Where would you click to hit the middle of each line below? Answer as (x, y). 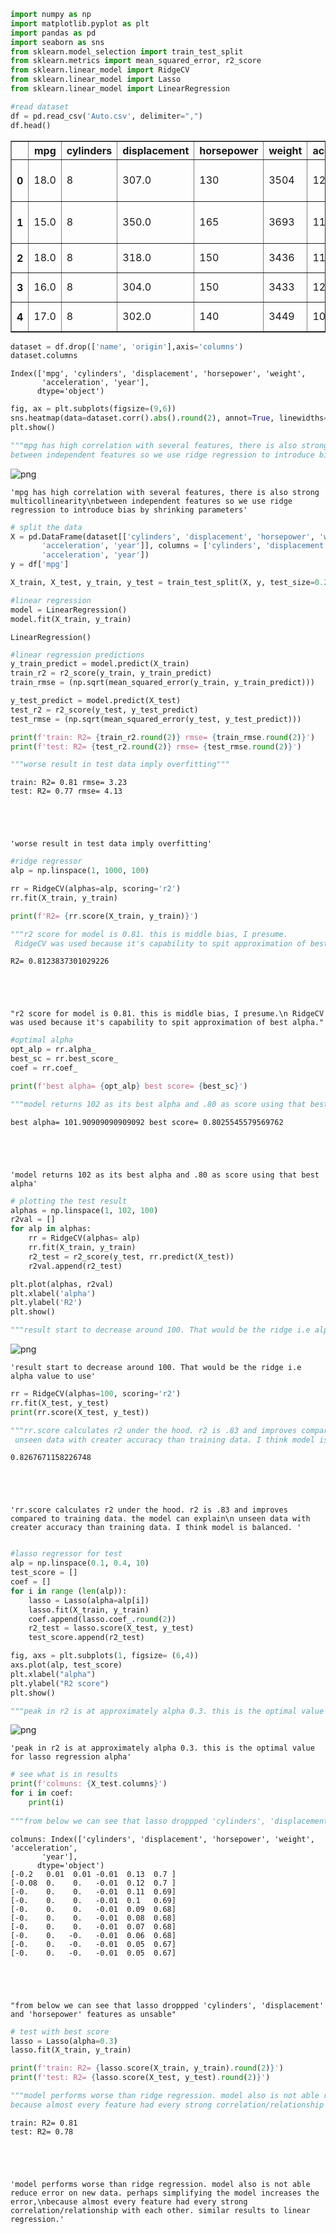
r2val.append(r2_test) (75, 1266)
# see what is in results (64, 1775)
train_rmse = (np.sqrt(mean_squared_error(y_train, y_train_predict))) (162, 683)
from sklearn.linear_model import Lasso (96, 80)
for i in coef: (42, 1793)
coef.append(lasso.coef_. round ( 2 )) (102, 1619)
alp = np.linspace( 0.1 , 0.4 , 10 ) (80, 1563)
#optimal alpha (42, 1040)
